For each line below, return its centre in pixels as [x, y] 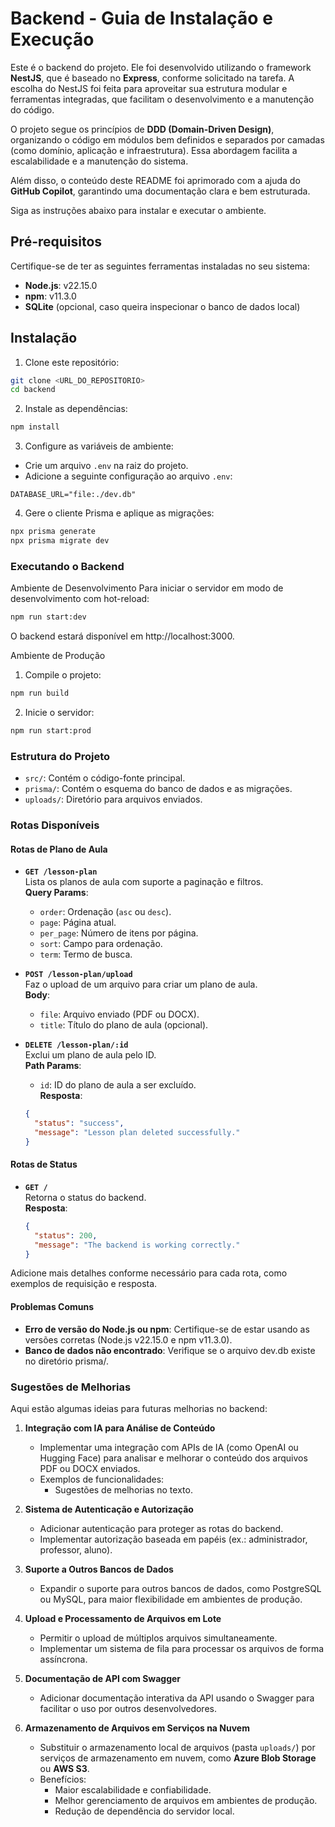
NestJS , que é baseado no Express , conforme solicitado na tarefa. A [152, 78]
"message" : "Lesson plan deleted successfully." [137, 1133]
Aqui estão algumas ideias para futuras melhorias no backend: [139, 1408]
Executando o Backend [67, 566]
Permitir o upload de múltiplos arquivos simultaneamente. [158, 1638]
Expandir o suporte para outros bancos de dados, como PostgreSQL [180, 1588]
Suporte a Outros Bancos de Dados [99, 1569]
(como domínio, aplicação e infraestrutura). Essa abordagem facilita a [154, 150]
